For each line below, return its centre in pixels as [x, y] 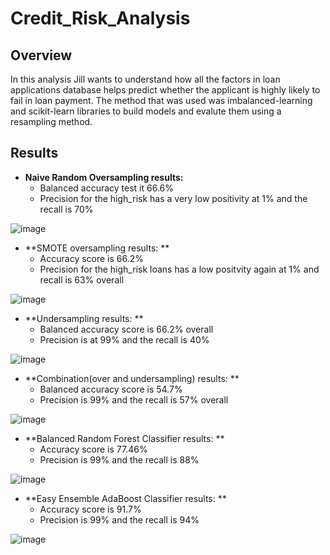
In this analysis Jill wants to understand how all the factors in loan [145, 79]
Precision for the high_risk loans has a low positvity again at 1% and [179, 269]
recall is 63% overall [82, 279]
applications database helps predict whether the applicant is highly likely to [165, 90]
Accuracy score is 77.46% [93, 449]
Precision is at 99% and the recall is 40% [124, 339]
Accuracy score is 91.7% [90, 509]
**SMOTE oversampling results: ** [97, 248]
